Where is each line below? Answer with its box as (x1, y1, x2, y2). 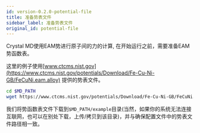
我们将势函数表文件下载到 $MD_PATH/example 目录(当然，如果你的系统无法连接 (6, 106, 192, 112)
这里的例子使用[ (6, 63, 45, 70)
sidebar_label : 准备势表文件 (6, 20, 73, 26)
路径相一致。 (11, 120, 43, 127)
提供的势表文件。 (61, 76, 104, 83)
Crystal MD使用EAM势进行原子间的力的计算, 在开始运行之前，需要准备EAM (6, 42, 190, 50)
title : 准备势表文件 (6, 14, 52, 20)
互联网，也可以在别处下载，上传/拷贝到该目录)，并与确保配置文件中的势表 (6, 113, 187, 120)
